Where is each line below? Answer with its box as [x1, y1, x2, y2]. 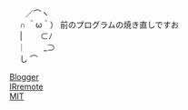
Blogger [9, 72, 39, 82]
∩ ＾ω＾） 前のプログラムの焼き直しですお [19, 19, 180, 30]
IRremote [9, 81, 44, 92]
